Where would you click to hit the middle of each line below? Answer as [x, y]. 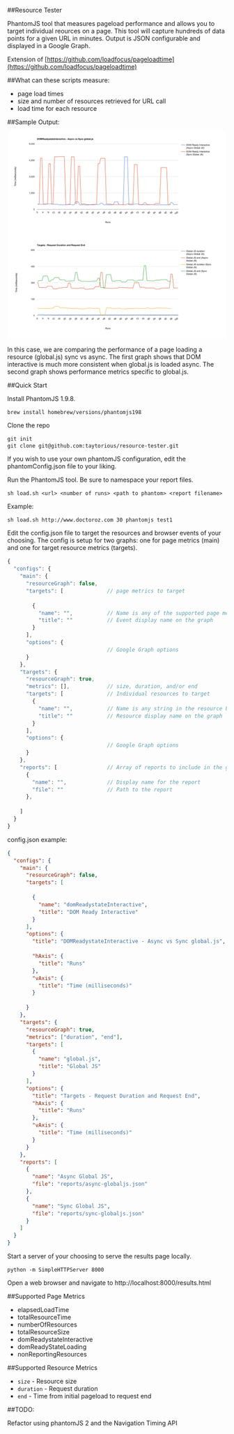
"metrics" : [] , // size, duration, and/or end [111, 687]
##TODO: [21, 1410]
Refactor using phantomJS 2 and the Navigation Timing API [92, 1423]
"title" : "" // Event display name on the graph [126, 620]
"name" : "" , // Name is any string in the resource [130, 708]
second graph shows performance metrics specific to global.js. [98, 372]
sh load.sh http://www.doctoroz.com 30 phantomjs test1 [90, 520]
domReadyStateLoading [52, 1347]
